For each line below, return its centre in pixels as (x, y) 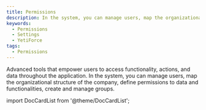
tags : (13, 46)
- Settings (26, 35)
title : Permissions (31, 12)
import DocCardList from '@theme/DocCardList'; (68, 100)
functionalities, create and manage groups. (61, 89)
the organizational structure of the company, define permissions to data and (102, 82)
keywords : (19, 23)
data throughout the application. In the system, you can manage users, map (102, 75)
